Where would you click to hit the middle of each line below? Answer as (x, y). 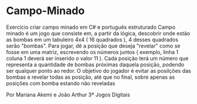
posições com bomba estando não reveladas (61, 83)
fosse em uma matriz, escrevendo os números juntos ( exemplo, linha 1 (92, 52)
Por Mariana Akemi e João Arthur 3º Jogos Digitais (68, 95)
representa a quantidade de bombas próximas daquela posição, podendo (95, 64)
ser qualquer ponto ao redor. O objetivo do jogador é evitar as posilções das (99, 71)
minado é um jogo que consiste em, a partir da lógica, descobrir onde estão (98, 33)
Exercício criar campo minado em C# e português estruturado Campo (91, 27)
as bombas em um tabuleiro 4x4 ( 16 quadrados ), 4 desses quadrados (92, 39)
